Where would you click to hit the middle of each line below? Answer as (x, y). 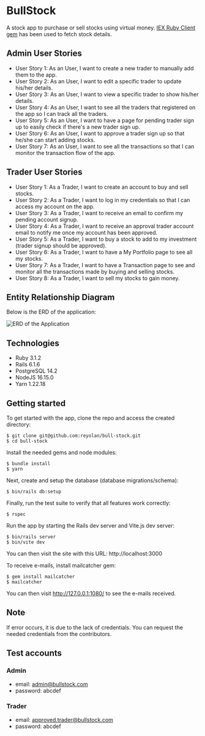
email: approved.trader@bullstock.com (64, 719)
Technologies (33, 343)
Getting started (36, 403)
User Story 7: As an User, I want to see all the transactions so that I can (105, 146)
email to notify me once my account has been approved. (86, 232)
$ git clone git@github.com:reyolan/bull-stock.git (73, 436)
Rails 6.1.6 (28, 365)
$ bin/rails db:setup (34, 491)
